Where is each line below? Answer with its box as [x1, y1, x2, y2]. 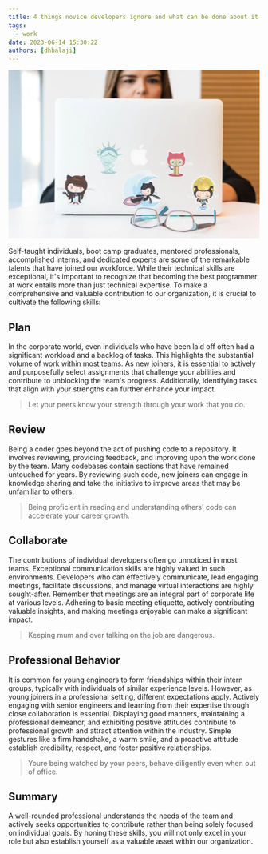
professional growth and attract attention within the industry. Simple [8, 725, 231, 736]
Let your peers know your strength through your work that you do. [27, 400, 246, 410]
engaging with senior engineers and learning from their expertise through [8, 700, 250, 710]
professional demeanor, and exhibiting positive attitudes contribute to [8, 717, 237, 727]
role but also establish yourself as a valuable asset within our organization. [8, 836, 254, 846]
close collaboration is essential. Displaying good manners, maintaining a [8, 708, 246, 718]
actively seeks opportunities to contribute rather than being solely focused [8, 820, 254, 829]
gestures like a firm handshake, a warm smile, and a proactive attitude [8, 734, 239, 744]
